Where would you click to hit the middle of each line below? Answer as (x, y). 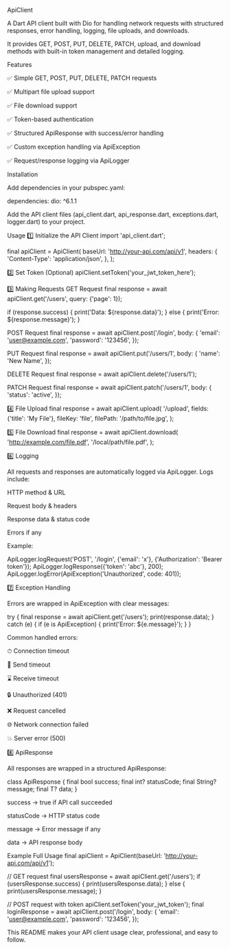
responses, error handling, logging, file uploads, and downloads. (99, 31)
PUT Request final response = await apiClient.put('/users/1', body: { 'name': (114, 353)
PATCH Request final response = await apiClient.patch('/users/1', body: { (110, 387)
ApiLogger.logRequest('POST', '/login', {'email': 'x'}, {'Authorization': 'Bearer (115, 559)
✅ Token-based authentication (50, 119)
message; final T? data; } (42, 789)
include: (19, 479)
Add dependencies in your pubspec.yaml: (66, 188)
